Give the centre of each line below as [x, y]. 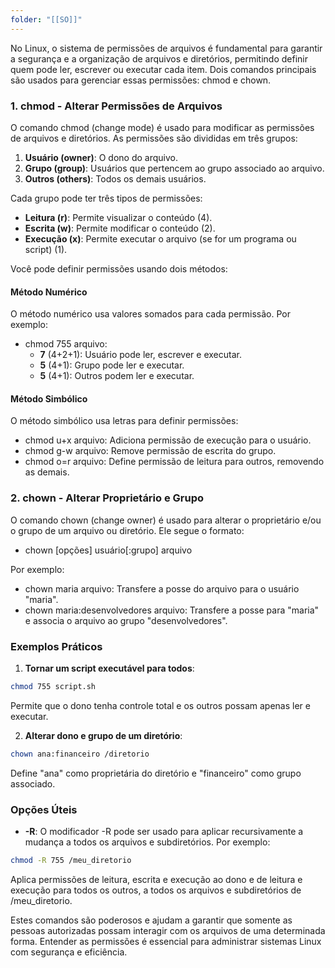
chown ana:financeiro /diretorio [80, 754]
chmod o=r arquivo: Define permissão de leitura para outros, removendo [174, 462]
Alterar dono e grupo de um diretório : [103, 735]
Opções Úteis [44, 809]
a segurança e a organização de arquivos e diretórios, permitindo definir [159, 58]
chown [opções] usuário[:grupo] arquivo [108, 550]
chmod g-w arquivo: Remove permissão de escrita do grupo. [150, 451]
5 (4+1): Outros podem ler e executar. [117, 376]
